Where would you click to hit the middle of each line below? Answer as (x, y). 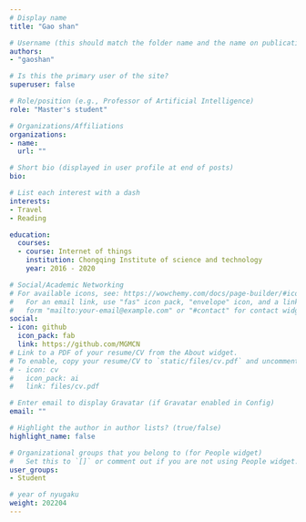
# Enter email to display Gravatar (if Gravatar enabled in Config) (142, 403)
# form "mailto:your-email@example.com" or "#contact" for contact (144, 311)
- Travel (26, 210)
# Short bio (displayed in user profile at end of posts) (122, 168)
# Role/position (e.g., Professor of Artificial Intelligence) (132, 101)
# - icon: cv (34, 370)
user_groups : (34, 470)
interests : (30, 201)
